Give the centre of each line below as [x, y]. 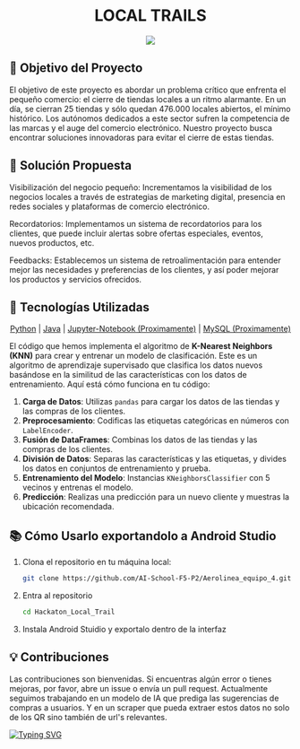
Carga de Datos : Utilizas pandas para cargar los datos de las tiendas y [151, 402]
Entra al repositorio [57, 596]
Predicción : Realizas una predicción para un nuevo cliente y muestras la [155, 497]
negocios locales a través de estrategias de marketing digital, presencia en [147, 196]
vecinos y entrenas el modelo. [78, 488]
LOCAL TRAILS [150, 16]
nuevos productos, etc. [52, 242]
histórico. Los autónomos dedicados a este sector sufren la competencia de [150, 118]
